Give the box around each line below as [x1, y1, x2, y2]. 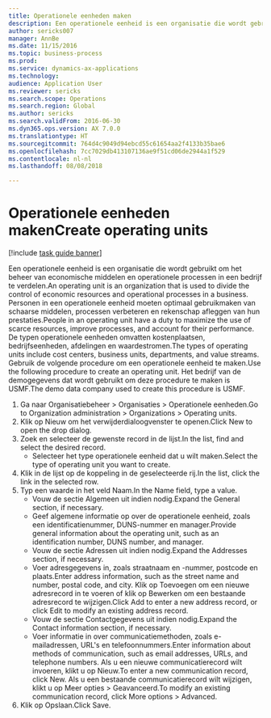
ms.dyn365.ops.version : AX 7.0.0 [8, 125, 121, 133]
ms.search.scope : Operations [8, 95, 106, 103]
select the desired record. [19, 442, 106, 453]
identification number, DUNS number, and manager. [31, 537, 204, 547]
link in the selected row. [19, 477, 99, 487]
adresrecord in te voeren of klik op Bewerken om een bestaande [31, 589, 246, 598]
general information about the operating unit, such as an [31, 529, 219, 538]
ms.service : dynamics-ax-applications [8, 65, 139, 73]
